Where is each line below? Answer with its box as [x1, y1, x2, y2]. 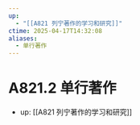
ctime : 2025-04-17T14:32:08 [8, 27, 103, 35]
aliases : [8, 34, 38, 43]
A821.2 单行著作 [8, 79, 117, 98]
